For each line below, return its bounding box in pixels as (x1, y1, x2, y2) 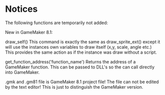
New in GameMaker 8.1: (5, 29, 53, 35)
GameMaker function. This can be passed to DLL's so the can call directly (5, 64, 155, 70)
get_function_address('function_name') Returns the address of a (5, 59, 136, 64)
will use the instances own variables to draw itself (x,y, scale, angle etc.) (5, 44, 152, 50)
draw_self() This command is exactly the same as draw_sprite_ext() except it (5, 38, 161, 45)
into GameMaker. (5, 69, 40, 75)
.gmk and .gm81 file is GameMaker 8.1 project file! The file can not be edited (5, 79, 159, 85)
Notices (5, 3, 38, 15)
